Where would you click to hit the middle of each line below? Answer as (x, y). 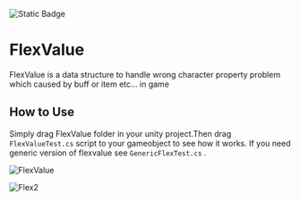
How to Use (42, 112)
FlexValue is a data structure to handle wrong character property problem (145, 74)
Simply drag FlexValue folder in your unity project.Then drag (120, 133)
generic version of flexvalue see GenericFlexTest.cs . (108, 153)
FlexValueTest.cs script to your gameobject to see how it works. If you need (150, 143)
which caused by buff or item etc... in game (90, 84)
